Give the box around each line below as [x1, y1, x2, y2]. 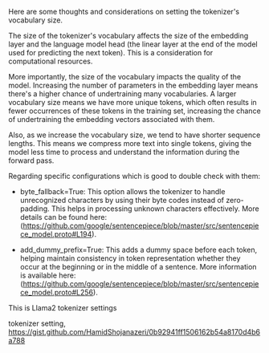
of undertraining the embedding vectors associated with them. [8, 115, 215, 124]
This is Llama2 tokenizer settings [8, 303, 117, 312]
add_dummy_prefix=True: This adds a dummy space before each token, [19, 245, 258, 254]
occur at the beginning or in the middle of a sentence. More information [19, 262, 257, 271]
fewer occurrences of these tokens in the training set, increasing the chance [8, 106, 261, 116]
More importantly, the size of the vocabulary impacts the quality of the [8, 72, 242, 81]
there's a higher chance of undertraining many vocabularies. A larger [8, 89, 237, 99]
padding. [19, 204, 50, 213]
